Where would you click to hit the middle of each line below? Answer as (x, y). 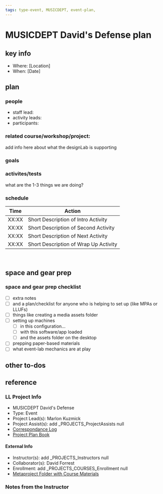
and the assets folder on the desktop (58, 338)
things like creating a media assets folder (55, 315)
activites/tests (23, 174)
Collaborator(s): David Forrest (43, 463)
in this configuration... (43, 326)
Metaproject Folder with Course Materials (56, 474)
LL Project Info (23, 397)
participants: (25, 123)
